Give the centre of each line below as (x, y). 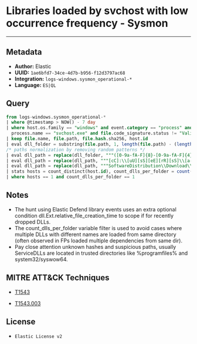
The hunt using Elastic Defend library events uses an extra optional (96, 209)
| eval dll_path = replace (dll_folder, (55, 155)
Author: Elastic (33, 66)
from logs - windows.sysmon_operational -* (56, 117)
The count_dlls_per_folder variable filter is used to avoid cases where (98, 228)
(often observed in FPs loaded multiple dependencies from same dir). (98, 240)
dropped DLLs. (33, 222)
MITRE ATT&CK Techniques (58, 278)
